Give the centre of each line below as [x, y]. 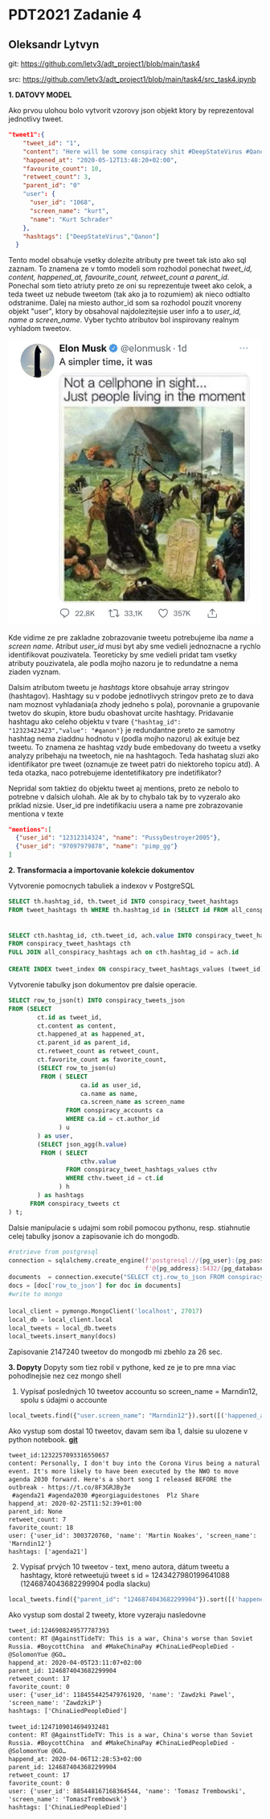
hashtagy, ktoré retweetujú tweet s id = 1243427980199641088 [125, 1576]
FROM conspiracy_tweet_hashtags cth [70, 944]
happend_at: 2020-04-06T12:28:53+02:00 [75, 1760]
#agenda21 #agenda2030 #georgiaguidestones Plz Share [105, 1496]
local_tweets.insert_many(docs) [62, 1337]
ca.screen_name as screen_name [132, 1102]
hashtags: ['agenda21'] [48, 1552]
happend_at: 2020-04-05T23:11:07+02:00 [75, 1663]
